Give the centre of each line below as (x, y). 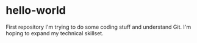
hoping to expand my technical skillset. (55, 33)
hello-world (36, 10)
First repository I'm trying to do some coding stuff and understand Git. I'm (99, 27)
